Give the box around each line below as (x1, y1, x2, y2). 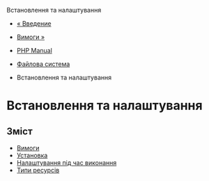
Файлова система (16, 60, 70, 68)
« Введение (16, 19, 52, 27)
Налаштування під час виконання (16, 159, 117, 166)
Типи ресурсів (16, 166, 60, 174)
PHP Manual (16, 47, 53, 54)
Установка (16, 151, 48, 159)
